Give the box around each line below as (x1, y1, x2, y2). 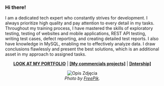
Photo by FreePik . (64, 75, 100, 82)
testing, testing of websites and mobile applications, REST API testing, (5, 31, 146, 37)
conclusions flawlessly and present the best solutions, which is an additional (5, 46, 159, 52)
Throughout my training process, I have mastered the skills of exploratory (5, 25, 153, 31)
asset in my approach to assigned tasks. (5, 51, 87, 57)
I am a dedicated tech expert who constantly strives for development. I (5, 15, 148, 21)
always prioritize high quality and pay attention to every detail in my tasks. (5, 20, 155, 26)
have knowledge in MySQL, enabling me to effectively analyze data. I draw (5, 41, 156, 47)
